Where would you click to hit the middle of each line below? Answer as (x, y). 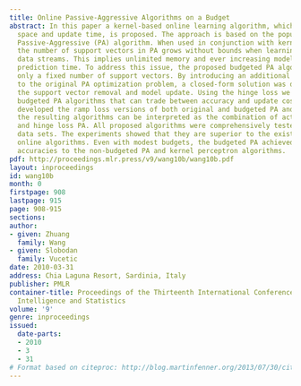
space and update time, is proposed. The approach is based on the (146, 34)
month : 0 (26, 184)
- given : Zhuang (39, 234)
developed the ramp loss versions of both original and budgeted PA (148, 109)
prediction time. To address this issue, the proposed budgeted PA (146, 68)
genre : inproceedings (50, 317)
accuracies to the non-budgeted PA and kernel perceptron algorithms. (152, 150)
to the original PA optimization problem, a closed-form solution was (152, 84)
